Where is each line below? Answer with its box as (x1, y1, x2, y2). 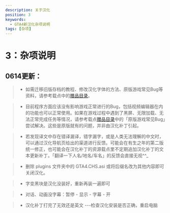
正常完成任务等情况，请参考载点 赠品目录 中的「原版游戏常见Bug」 (30, 116, 165, 122)
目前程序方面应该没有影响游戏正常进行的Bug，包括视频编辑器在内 (25, 103, 163, 110)
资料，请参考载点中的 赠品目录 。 (25, 93, 93, 99)
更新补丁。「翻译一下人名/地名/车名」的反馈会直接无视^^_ (30, 152, 149, 158)
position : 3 (5, 12, 31, 17)
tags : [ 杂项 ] (5, 26, 32, 32)
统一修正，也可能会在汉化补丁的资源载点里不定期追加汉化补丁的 (25, 146, 159, 152)
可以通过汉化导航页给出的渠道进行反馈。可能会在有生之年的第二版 (25, 140, 164, 146)
